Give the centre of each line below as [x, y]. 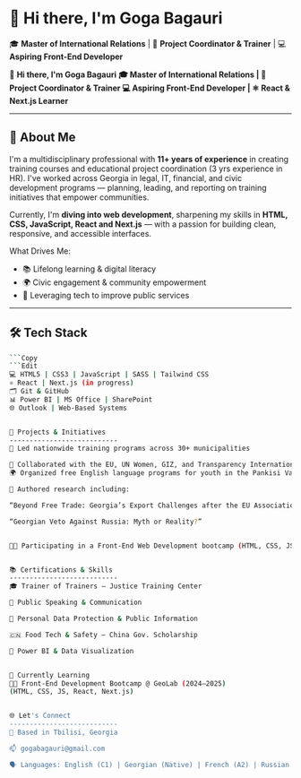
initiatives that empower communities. [79, 197]
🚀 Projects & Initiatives [57, 432]
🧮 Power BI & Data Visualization [72, 651]
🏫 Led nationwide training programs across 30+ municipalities [130, 449]
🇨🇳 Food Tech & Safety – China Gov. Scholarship [104, 635]
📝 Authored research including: [69, 489]
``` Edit [24, 367]
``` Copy [24, 358]
